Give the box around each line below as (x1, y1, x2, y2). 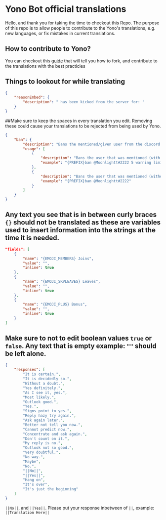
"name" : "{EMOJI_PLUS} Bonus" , (23, 302, 87, 307)
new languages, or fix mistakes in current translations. (5, 30, 116, 36)
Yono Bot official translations (5, 3, 126, 15)
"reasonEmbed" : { (14, 95, 50, 100)
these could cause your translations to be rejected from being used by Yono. (5, 123, 161, 129)
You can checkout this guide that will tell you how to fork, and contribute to (5, 58, 158, 64)
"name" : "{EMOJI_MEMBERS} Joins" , (23, 256, 94, 261)
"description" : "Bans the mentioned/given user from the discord (23, 142, 161, 147)
